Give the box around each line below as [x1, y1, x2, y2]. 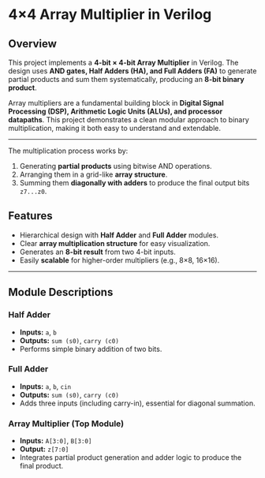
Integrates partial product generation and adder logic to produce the [19, 453, 242, 462]
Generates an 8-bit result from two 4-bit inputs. [19, 247, 176, 256]
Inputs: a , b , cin [19, 381, 72, 391]
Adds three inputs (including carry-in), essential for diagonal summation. [19, 398, 256, 408]
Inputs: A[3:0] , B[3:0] [19, 436, 92, 446]
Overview [8, 37, 58, 50]
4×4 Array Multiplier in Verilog [8, 6, 212, 24]
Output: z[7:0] [19, 444, 69, 454]
